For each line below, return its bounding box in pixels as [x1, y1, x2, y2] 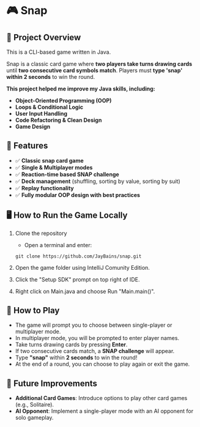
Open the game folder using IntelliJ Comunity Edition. [15, 264, 150, 271]
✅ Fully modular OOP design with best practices [15, 191, 141, 198]
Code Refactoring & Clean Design [15, 116, 102, 124]
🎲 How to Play [6, 305, 60, 316]
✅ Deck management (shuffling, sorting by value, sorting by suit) [15, 177, 180, 185]
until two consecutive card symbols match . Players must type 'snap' [6, 67, 183, 74]
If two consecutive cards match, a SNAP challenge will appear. [15, 347, 175, 355]
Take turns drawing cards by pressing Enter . [15, 341, 128, 348]
